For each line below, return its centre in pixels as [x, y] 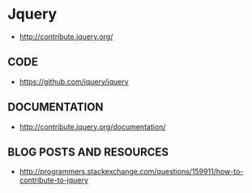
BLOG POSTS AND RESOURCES [88, 152]
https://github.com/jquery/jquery [74, 81]
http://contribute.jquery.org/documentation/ [92, 127]
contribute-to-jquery [53, 180]
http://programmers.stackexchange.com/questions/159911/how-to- [131, 172]
